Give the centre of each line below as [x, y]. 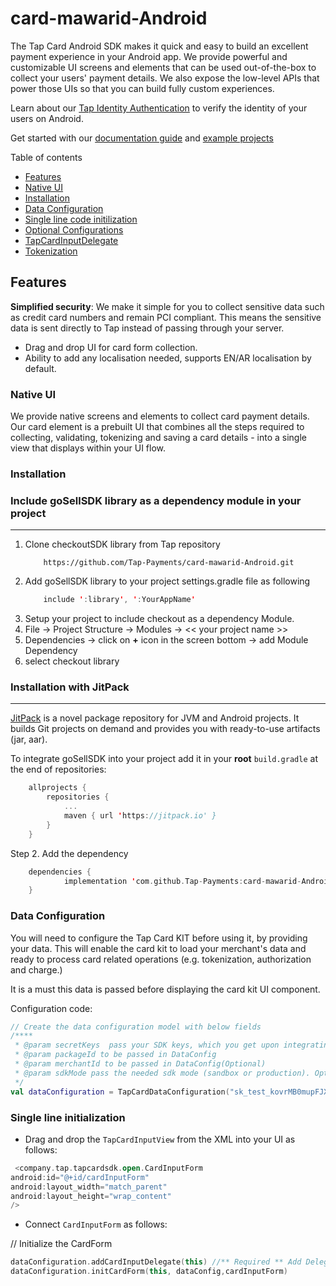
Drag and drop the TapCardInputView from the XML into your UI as [160, 1139]
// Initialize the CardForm [61, 1244]
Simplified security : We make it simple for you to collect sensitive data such [167, 306]
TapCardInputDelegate [71, 240]
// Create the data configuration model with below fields [136, 1027]
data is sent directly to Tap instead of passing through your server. [147, 328]
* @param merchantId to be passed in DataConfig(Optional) [140, 1064]
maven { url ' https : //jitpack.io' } [140, 816]
